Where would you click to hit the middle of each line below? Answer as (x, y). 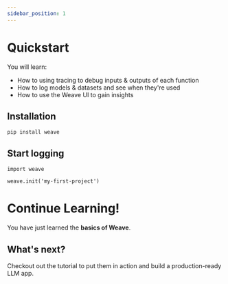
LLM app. (21, 273)
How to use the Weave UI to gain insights (75, 94)
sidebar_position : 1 (37, 13)
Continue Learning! (64, 209)
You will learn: (27, 67)
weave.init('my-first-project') (53, 181)
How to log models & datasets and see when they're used (99, 88)
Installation (32, 116)
